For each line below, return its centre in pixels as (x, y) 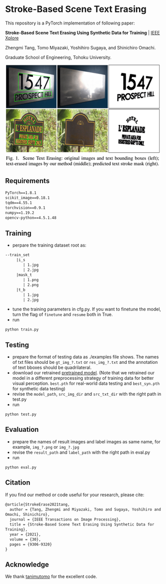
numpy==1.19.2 (20, 213)
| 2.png (31, 285)
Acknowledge (27, 565)
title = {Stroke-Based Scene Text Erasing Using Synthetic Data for (82, 524)
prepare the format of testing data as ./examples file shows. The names (85, 357)
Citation (18, 483)
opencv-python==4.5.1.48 (31, 218)
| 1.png (31, 280)
